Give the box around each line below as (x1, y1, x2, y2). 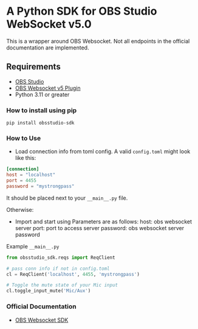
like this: (15, 154, 36, 162)
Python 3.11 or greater (15, 90, 70, 98)
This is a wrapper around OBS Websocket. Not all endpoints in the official (6, 37, 190, 45)
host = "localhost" (6, 172, 56, 178)
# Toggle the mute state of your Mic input (6, 282, 118, 288)
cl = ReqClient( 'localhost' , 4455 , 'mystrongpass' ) (6, 271, 140, 277)
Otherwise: (6, 206, 34, 213)
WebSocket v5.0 (6, 17, 92, 31)
